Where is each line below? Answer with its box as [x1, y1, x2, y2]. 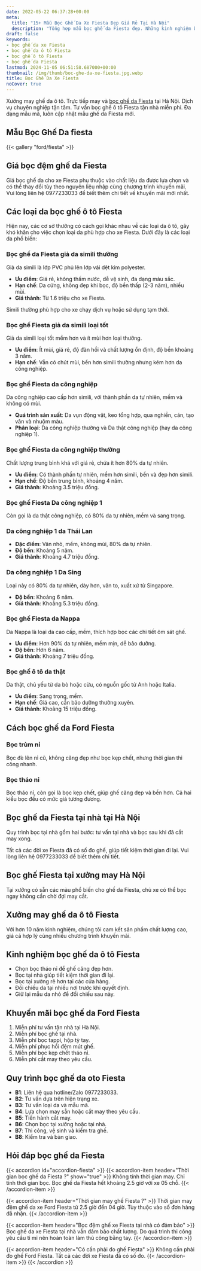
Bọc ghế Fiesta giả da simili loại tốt [6, 321, 109, 329]
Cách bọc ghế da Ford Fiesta [6, 723, 115, 733]
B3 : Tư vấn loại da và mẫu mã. [14, 1101, 90, 1108]
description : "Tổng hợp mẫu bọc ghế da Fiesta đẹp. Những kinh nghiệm [11, 25, 191, 32]
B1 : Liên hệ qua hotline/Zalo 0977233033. [14, 1089, 118, 1096]
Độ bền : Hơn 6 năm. [14, 646, 65, 653]
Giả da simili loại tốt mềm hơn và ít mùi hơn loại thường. [6, 334, 142, 342]
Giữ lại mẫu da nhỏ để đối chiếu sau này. [14, 990, 115, 998]
